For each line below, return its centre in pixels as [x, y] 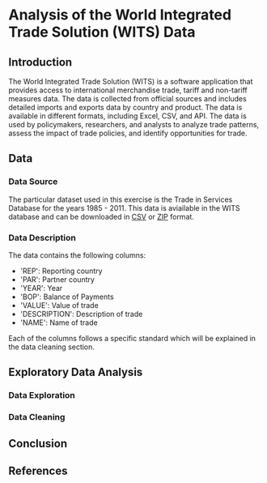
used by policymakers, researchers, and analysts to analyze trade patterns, [134, 124]
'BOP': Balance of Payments [67, 297]
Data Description [42, 237]
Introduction [40, 62]
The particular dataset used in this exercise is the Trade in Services [121, 199]
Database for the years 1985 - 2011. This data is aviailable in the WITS [124, 207]
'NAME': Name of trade [59, 323]
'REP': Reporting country [61, 271]
